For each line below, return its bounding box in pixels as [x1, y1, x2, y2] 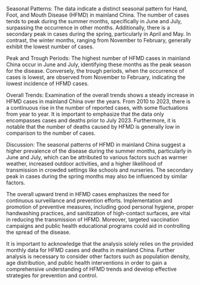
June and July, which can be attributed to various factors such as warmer [6, 154, 188, 160]
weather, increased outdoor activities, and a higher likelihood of [6, 160, 163, 167]
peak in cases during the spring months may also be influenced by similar [6, 173, 187, 179]
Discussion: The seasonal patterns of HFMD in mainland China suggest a [6, 141, 186, 148]
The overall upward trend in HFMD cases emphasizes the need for [6, 191, 170, 197]
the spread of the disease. [6, 229, 71, 236]
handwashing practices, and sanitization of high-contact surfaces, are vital [6, 210, 190, 216]
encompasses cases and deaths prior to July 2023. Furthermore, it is [6, 117, 176, 124]
